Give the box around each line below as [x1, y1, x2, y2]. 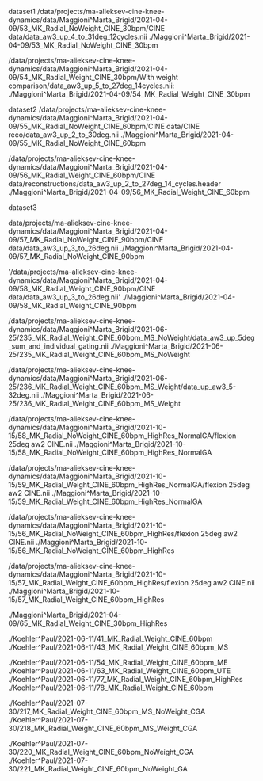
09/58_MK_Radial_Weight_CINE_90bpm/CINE [8, 284, 156, 293]
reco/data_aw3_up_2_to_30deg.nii [8, 130, 119, 139]
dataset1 [8, 7, 36, 16]
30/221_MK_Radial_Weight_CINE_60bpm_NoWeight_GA [8, 764, 188, 773]
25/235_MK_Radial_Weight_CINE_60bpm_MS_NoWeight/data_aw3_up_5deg [8, 333, 255, 342]
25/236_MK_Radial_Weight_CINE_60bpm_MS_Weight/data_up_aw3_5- [8, 382, 236, 391]
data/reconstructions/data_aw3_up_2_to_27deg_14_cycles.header [8, 179, 222, 189]
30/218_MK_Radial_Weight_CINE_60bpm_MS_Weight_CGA [8, 724, 198, 733]
